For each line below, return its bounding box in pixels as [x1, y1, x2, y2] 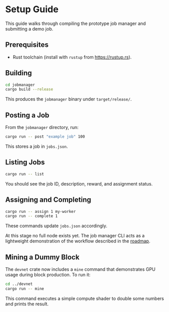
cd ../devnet [5, 282, 33, 287]
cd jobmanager [5, 82, 36, 87]
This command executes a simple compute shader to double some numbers [5, 295, 164, 301]
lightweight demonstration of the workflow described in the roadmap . [5, 238, 151, 244]
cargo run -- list [5, 171, 44, 176]
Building [5, 69, 32, 77]
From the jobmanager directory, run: [5, 124, 79, 131]
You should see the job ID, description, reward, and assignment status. [5, 180, 153, 186]
